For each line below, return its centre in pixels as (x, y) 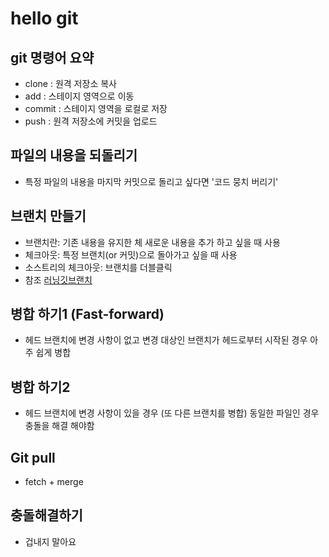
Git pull (33, 457)
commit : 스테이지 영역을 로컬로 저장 (96, 108)
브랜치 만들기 (48, 216)
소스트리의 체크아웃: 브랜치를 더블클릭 (98, 267)
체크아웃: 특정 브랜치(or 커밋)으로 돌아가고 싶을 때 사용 (131, 254)
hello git (44, 18)
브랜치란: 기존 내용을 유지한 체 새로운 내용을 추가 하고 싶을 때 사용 (152, 242)
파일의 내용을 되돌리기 (74, 155)
